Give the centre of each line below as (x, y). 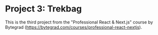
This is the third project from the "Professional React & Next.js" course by (79, 22)
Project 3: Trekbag (44, 9)
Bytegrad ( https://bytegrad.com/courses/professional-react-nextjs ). (74, 27)
